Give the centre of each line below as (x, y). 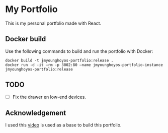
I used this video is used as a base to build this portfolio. (63, 125)
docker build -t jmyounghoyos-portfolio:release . (59, 60)
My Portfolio (31, 9)
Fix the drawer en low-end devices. (49, 97)
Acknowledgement (36, 113)
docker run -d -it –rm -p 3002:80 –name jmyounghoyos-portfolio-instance (84, 65)
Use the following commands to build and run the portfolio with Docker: (79, 51)
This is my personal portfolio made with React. (53, 23)
